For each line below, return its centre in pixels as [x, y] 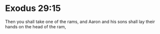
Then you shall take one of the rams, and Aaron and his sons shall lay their [80, 22]
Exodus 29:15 [33, 8]
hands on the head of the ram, [35, 26]
